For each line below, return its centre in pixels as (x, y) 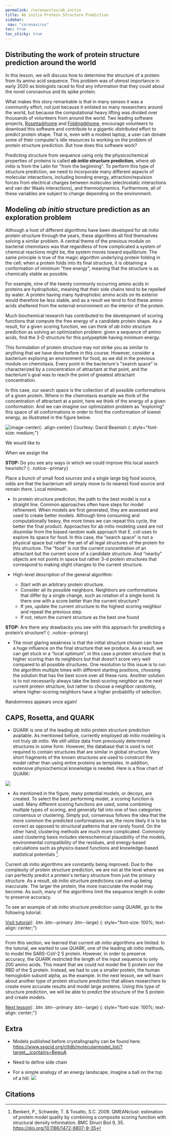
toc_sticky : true (24, 34)
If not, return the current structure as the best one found (80, 617)
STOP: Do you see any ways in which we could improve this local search (82, 463)
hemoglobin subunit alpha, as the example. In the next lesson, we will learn (84, 976)
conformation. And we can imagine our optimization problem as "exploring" (85, 406)
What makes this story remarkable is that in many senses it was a (74, 101)
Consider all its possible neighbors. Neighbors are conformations (89, 590)
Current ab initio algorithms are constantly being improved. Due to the (79, 865)
